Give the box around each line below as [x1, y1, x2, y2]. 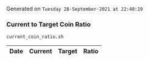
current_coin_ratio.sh [6, 34, 64, 40]
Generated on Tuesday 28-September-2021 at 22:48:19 [6, 5, 143, 12]
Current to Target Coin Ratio [6, 20, 91, 28]
